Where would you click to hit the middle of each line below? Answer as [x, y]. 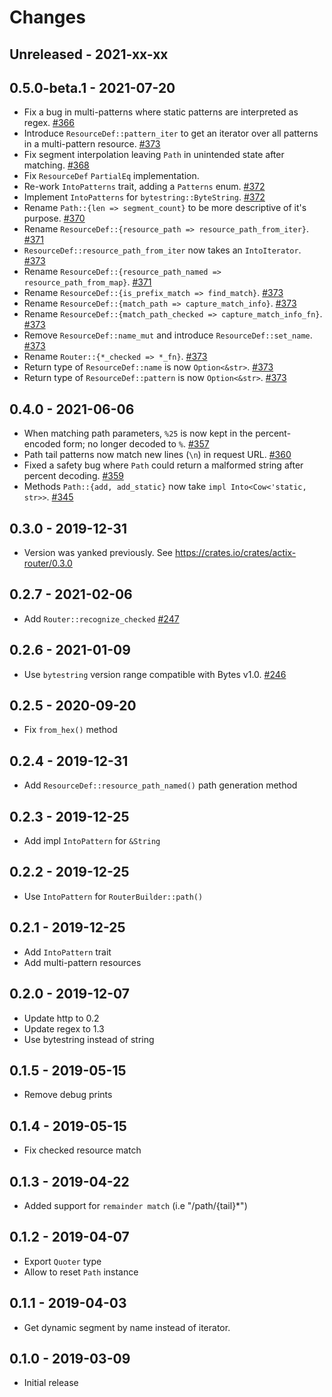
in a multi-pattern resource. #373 [92, 144]
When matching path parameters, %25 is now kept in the [138, 433]
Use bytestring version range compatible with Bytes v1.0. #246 [155, 674]
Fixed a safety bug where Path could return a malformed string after [163, 465]
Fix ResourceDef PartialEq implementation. [111, 176]
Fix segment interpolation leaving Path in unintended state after [154, 155]
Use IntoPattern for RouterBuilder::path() [113, 896]
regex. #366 [49, 123]
